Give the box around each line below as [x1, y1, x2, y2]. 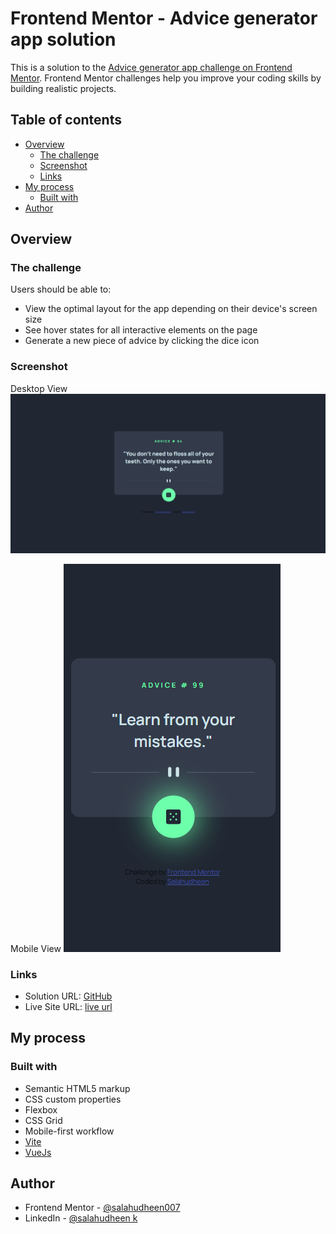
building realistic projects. [10, 82, 117, 94]
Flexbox [24, 1103, 58, 1116]
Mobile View [10, 942, 62, 954]
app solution [10, 28, 117, 51]
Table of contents [10, 112, 122, 129]
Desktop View [10, 382, 68, 394]
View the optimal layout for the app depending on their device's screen [24, 303, 318, 315]
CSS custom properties [24, 1093, 122, 1105]
